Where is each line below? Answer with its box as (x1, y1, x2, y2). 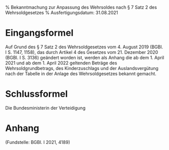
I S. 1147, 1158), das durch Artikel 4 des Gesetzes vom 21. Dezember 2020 (5, 49, 158, 55)
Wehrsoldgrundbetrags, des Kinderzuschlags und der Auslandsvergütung (5, 65, 159, 71)
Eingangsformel (5, 27, 74, 39)
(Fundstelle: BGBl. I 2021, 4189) (5, 139, 71, 145)
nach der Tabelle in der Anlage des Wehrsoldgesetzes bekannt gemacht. (5, 70, 156, 77)
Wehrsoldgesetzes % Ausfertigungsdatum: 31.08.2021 (5, 10, 119, 16)
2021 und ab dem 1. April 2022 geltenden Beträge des (5, 60, 118, 66)
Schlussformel (5, 88, 68, 100)
